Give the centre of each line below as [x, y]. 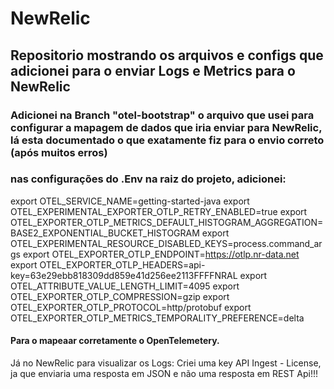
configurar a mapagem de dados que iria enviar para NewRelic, [166, 127]
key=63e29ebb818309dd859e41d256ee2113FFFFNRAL [124, 275]
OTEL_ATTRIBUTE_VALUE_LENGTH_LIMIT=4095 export [125, 286]
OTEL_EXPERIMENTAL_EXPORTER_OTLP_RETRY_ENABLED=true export [159, 211]
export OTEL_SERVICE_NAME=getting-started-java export [130, 201]
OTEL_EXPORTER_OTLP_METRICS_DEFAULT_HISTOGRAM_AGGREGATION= [167, 222]
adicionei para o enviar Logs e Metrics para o [153, 70]
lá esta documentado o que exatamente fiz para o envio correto [167, 140]
